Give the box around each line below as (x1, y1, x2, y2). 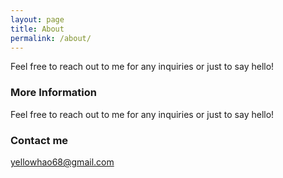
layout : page (10, 14, 65, 25)
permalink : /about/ (10, 33, 92, 43)
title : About (10, 24, 65, 34)
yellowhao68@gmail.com (10, 156, 115, 168)
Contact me (10, 133, 69, 147)
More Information (10, 86, 97, 100)
